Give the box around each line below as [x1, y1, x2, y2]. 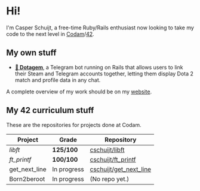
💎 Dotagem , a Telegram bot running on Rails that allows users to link [14, 63, 183, 71]
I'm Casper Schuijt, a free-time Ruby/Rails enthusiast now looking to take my [6, 24, 194, 31]
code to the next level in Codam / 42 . [6, 30, 94, 37]
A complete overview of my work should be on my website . [6, 88, 152, 95]
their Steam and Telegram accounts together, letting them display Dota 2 [14, 70, 194, 77]
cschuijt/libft [90, 145, 125, 154]
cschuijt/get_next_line [90, 165, 151, 173]
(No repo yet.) [90, 175, 130, 183]
